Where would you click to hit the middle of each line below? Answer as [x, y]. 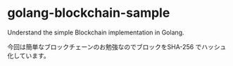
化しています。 [29, 55]
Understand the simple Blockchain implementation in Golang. [96, 32]
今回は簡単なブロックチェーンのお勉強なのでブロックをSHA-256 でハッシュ [117, 46]
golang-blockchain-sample [89, 13]
